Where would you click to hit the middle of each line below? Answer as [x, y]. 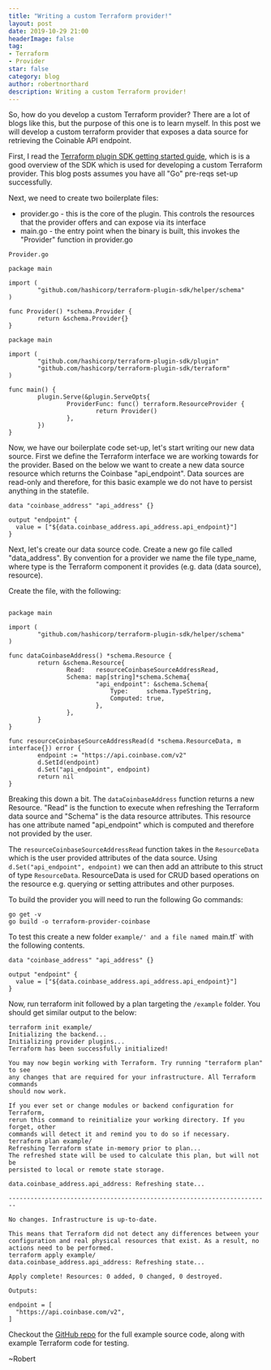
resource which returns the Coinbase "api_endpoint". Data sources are [127, 473]
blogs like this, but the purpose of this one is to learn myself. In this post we [135, 124]
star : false [28, 69]
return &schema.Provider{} [83, 319]
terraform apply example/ [52, 1255]
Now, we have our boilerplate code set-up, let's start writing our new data [131, 447]
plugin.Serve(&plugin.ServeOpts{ [94, 397]
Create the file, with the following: [65, 591]
